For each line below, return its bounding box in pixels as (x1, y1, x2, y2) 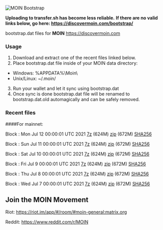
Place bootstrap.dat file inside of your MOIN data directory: (12, 60, 138, 66)
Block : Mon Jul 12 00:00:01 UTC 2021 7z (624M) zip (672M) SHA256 (5, 131, 152, 137)
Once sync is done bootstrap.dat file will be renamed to (12, 91, 130, 97)
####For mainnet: (5, 121, 44, 127)
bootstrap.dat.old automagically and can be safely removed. (12, 97, 140, 103)
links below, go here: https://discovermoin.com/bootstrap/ (5, 21, 133, 26)
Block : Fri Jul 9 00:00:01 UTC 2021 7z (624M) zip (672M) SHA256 (5, 161, 146, 167)
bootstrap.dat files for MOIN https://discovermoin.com (5, 30, 120, 36)
